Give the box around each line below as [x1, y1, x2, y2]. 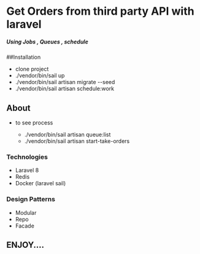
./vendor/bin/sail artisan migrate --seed [15, 79, 115, 86]
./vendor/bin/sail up [15, 72, 65, 79]
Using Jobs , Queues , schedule [6, 38, 89, 45]
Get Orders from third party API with [6, 4, 194, 18]
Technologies [6, 152, 48, 161]
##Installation [6, 53, 41, 61]
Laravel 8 [15, 167, 39, 174]
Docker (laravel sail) [15, 180, 66, 187]
